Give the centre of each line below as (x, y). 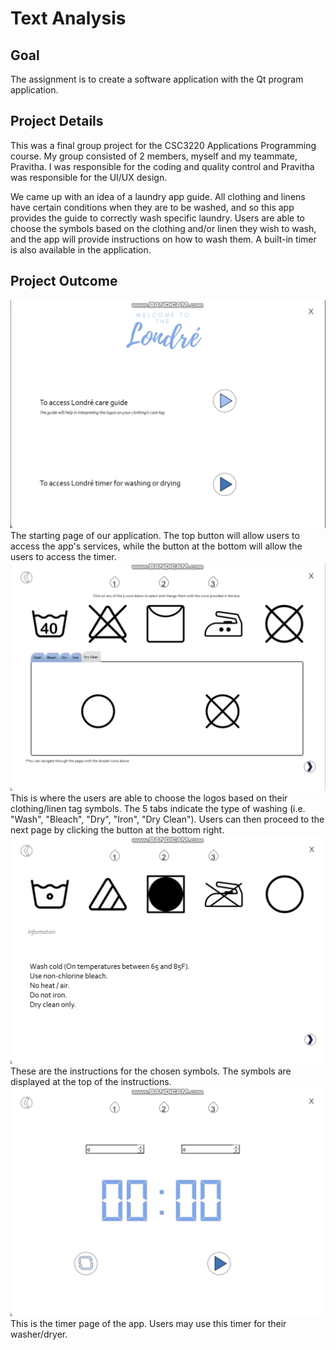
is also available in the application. (81, 249)
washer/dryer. (39, 1334)
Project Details (57, 121)
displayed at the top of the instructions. (91, 1082)
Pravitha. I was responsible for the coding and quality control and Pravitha (162, 166)
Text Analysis (68, 18)
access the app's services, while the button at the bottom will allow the (156, 546)
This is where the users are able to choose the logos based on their (149, 798)
